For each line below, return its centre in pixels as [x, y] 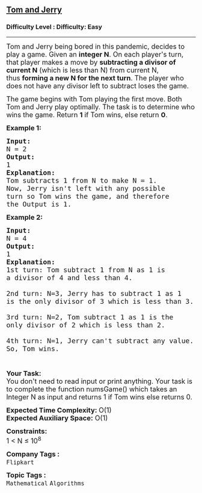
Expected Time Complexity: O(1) [59, 410]
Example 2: [25, 217]
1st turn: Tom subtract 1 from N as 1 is [86, 270]
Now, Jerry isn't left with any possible [86, 188]
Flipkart [20, 462]
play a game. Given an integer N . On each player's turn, [95, 54]
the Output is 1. [39, 204]
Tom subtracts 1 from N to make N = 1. [82, 180]
